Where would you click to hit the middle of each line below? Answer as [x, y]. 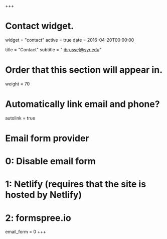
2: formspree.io [38, 218]
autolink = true [20, 118]
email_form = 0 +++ [26, 232]
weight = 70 [18, 84]
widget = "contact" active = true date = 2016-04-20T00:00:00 [70, 40]
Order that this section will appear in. [84, 70]
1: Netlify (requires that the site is [76, 184]
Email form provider [47, 138]
